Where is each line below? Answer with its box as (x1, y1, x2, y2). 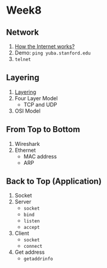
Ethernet (14, 146, 36, 154)
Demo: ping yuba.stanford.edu (14, 49, 91, 56)
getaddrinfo (23, 256, 53, 262)
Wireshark (14, 140, 40, 147)
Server (14, 198, 31, 205)
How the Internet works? (14, 43, 75, 50)
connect (23, 244, 43, 250)
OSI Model (14, 107, 41, 114)
